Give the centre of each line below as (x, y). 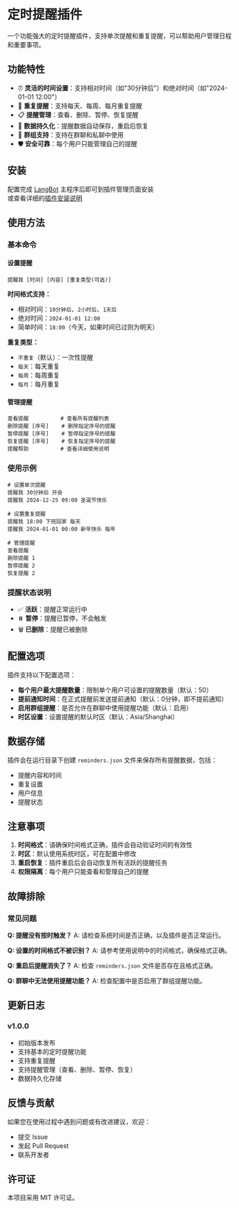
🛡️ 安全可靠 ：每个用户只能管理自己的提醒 (77, 143)
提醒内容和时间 (39, 775)
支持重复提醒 (36, 1060)
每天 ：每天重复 (39, 366)
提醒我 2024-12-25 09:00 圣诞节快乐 (57, 500)
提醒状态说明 (30, 592)
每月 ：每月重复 (39, 384)
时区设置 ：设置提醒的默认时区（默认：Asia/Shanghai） (98, 716)
